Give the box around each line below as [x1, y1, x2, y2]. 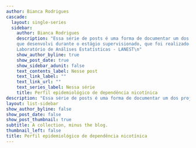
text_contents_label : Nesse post [16, 68, 98, 74]
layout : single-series [11, 19, 66, 25]
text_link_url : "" [16, 79, 61, 85]
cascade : [6, 14, 27, 20]
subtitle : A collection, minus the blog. [6, 122, 108, 128]
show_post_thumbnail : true [6, 117, 72, 123]
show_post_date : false [6, 111, 61, 117]
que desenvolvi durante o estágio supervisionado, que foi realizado [16, 41, 190, 47]
